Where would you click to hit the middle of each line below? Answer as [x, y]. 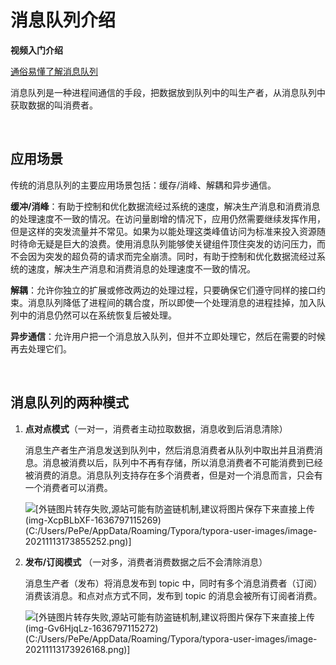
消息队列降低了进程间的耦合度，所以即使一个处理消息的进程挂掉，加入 [172, 302]
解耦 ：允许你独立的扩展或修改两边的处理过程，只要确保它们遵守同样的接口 [163, 290]
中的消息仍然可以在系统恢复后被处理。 [97, 315]
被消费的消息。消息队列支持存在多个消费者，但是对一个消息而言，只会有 [173, 475]
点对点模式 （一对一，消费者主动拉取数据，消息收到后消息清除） [156, 428]
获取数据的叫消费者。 [54, 105]
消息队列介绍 [63, 20]
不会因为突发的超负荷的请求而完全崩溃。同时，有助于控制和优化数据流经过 [163, 256]
